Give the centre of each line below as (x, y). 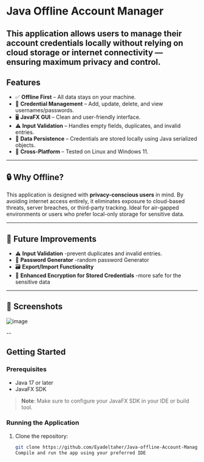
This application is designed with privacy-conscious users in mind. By (95, 195)
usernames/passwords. (45, 110)
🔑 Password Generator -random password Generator (82, 260)
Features (23, 82)
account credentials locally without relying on (95, 43)
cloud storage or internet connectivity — (85, 52)
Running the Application (43, 423)
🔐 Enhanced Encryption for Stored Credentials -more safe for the (98, 276)
